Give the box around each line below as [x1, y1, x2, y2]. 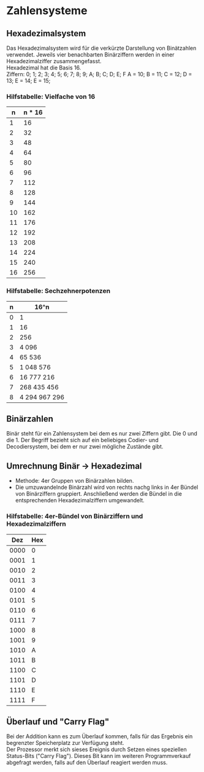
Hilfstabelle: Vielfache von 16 [6, 92, 96, 101]
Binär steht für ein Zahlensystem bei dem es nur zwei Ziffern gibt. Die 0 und [6, 430, 198, 437]
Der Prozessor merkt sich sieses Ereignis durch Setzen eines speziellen [6, 746, 187, 753]
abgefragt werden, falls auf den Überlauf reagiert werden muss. [6, 759, 168, 766]
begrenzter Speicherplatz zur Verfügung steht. [6, 739, 124, 747]
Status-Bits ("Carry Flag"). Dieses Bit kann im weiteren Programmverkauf [6, 752, 191, 760]
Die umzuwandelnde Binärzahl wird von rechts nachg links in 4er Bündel [15, 483, 198, 491]
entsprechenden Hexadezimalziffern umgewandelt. [15, 497, 145, 504]
